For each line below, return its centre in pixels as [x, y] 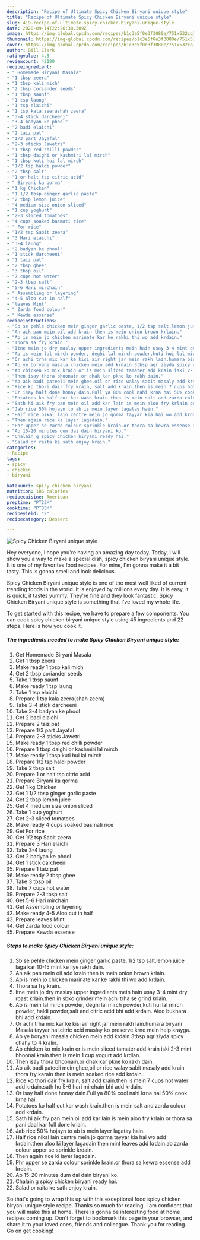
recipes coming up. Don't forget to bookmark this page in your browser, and [100, 1218]
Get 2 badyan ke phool [43, 857]
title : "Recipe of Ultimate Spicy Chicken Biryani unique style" [89, 17]
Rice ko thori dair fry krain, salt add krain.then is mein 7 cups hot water [102, 1080]
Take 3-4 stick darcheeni [46, 705]
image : [15, 34]
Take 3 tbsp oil [33, 881]
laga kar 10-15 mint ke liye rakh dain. [60, 967]
